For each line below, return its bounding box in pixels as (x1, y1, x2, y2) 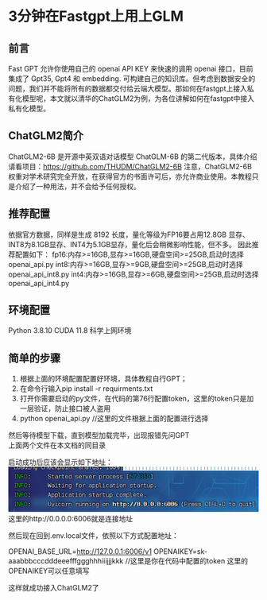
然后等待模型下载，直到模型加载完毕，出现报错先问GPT (8, 431, 190, 440)
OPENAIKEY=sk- (153, 547, 208, 556)
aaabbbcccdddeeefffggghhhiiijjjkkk (8, 556, 124, 566)
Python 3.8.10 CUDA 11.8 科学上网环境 (8, 326, 132, 335)
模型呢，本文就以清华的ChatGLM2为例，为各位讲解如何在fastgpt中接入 (21, 94, 254, 103)
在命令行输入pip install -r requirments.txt (19, 384, 153, 393)
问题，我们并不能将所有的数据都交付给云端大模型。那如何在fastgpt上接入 (8, 84, 248, 93)
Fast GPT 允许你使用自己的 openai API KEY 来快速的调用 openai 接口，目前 (8, 64, 253, 73)
